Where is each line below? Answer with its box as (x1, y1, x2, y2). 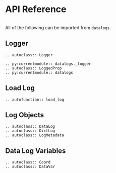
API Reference (5, 4, 67, 15)
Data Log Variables (5, 146, 66, 155)
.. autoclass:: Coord (5, 160, 51, 165)
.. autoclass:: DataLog (5, 124, 55, 129)
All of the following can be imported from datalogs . (5, 24, 111, 31)
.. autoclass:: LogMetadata (5, 133, 65, 138)
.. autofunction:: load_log (5, 97, 65, 102)
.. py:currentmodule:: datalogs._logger (5, 61, 92, 66)
